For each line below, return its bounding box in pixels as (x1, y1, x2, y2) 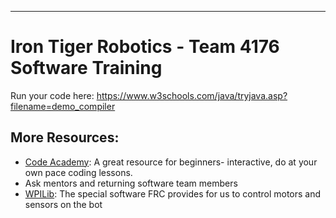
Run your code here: (10, 89, 95, 101)
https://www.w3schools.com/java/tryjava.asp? (96, 89, 288, 101)
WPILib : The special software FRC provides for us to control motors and (24, 187, 322, 200)
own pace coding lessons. (24, 166, 133, 178)
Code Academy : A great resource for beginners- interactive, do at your (24, 156, 318, 168)
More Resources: (10, 129, 120, 146)
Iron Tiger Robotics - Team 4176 (10, 36, 280, 58)
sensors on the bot (24, 198, 103, 210)
